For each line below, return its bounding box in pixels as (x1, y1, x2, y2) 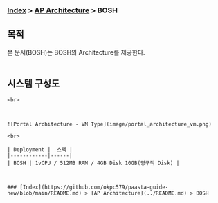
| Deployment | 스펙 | (7, 146, 73, 153)
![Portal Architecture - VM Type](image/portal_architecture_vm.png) (7, 120, 212, 128)
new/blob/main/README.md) (7, 189, 82, 197)
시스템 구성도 (7, 78, 60, 90)
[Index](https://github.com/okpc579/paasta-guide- (19, 184, 169, 191)
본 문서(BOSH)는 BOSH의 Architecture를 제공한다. (7, 48, 145, 57)
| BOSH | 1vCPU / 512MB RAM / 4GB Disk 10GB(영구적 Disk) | (7, 159, 180, 166)
